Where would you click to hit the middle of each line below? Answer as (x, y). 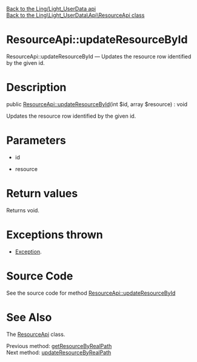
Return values (42, 193)
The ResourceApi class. (36, 334)
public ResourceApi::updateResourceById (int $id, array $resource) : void (97, 104)
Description (36, 88)
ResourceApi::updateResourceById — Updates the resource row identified (99, 56)
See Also (29, 317)
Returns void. (23, 210)
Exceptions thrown (55, 234)
